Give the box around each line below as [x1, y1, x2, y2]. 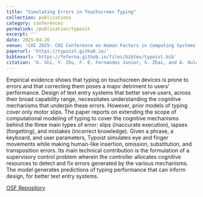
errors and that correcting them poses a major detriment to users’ [6, 82, 170, 89]
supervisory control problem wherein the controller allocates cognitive [6, 153, 181, 160]
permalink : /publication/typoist [6, 25, 91, 32]
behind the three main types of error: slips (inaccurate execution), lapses [6, 121, 188, 128]
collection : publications [6, 15, 71, 21]
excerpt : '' [6, 31, 36, 37]
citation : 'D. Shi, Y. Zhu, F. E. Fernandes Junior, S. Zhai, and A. [6, 59, 185, 65]
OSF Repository [6, 184, 45, 191]
